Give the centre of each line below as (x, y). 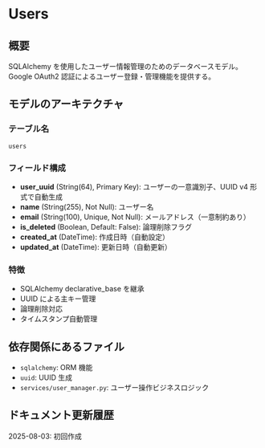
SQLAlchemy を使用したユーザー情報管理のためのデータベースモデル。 (125, 66)
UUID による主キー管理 (58, 299)
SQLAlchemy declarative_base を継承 (82, 289)
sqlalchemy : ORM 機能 (56, 368)
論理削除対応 (41, 309)
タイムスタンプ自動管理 (59, 319)
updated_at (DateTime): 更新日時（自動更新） (96, 246)
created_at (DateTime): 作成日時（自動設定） (95, 237)
